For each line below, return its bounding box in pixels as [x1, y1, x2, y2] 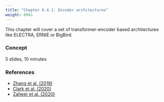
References [5, 68, 35, 75]
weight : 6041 [5, 12, 33, 17]
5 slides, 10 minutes [5, 56, 47, 62]
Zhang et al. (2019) [12, 80, 53, 87]
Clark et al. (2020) [12, 86, 52, 92]
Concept [5, 44, 27, 52]
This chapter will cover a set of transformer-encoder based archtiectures [5, 26, 159, 32]
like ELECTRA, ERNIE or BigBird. [5, 32, 73, 38]
